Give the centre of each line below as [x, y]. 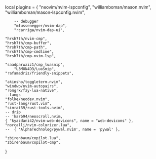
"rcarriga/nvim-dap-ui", [39, 30]
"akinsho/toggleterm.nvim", [34, 82]
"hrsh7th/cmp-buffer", [28, 43]
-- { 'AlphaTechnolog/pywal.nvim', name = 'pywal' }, [63, 129]
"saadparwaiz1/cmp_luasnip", [35, 65]
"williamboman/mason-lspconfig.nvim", [45, 12]
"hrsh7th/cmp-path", [26, 47]
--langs [13, 95]
